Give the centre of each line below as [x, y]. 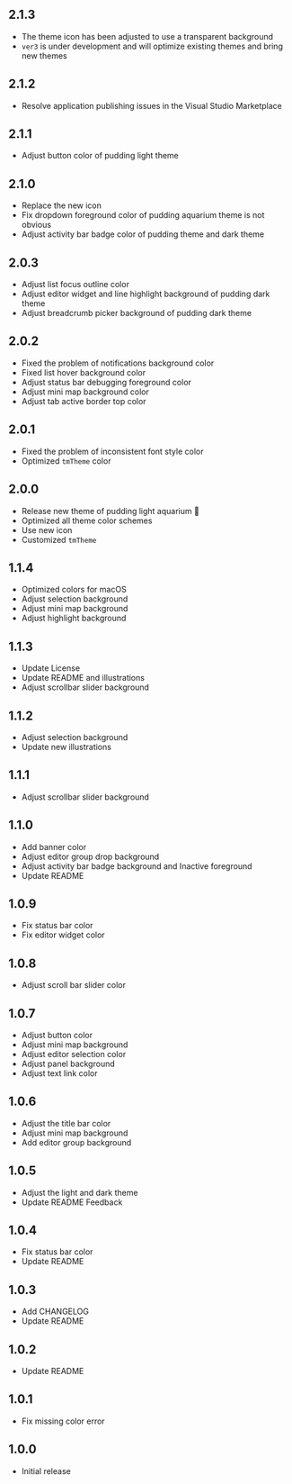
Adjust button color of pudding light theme [100, 156]
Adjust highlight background [74, 618]
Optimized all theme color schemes [87, 520]
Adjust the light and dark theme [80, 1192]
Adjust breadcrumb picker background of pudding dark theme [137, 313]
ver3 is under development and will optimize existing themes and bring [152, 46]
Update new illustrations [66, 747]
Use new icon [47, 529]
